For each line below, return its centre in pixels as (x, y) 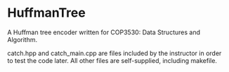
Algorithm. (22, 39)
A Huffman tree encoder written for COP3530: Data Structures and (104, 32)
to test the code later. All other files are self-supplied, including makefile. (112, 60)
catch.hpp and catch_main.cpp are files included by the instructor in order (115, 53)
